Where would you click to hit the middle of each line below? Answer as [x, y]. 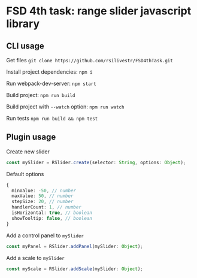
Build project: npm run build [41, 95]
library [23, 24]
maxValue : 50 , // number [43, 196]
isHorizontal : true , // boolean [52, 213]
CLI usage [25, 46]
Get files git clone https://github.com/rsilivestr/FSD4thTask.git [90, 60]
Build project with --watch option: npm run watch [65, 107]
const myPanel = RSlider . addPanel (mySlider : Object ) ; [75, 246]
